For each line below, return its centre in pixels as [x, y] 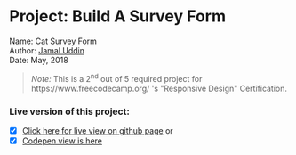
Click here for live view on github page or [97, 130]
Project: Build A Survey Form [118, 16]
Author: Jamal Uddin [47, 50]
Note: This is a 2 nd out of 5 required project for [116, 77]
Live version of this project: [70, 111]
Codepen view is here [62, 141]
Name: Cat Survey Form [53, 41]
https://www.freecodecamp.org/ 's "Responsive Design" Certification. [159, 88]
